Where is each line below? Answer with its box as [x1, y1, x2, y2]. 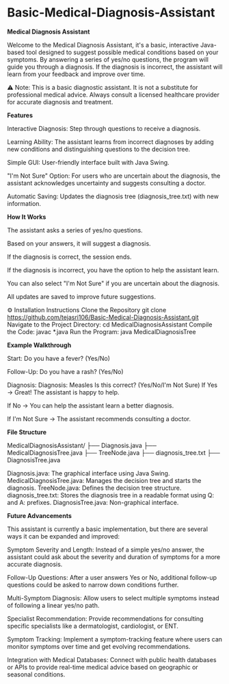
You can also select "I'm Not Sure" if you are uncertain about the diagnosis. [7, 279, 220, 287]
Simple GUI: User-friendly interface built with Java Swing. [7, 158, 170, 166]
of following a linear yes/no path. [7, 601, 100, 609]
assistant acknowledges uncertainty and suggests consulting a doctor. [7, 178, 206, 187]
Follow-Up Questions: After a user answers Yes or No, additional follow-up [7, 573, 217, 581]
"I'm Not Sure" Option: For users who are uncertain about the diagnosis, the [7, 172, 221, 180]
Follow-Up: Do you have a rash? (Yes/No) [7, 367, 124, 375]
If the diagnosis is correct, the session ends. [7, 252, 132, 261]
